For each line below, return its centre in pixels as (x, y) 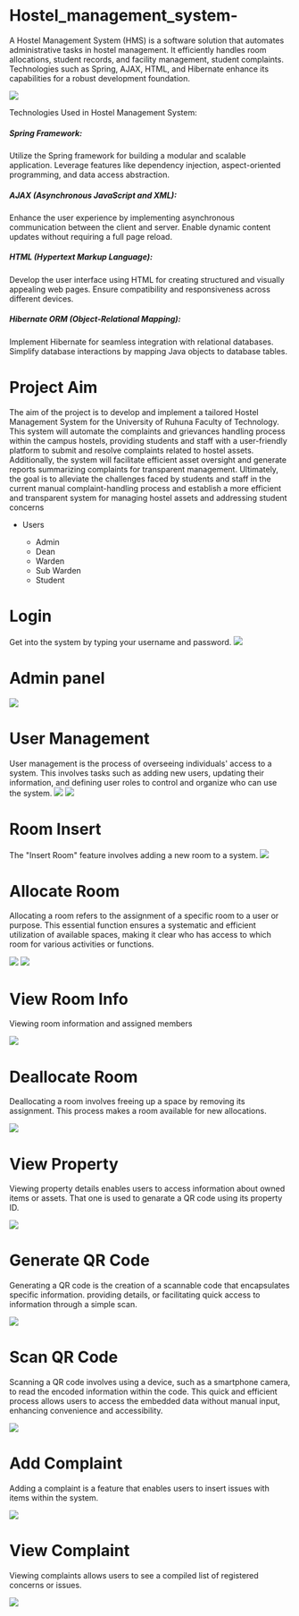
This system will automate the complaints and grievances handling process (147, 431)
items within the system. (54, 1498)
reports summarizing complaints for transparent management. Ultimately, (144, 469)
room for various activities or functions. (82, 944)
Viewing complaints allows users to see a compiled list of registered (134, 1575)
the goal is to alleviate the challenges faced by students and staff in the (140, 479)
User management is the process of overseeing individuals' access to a (141, 763)
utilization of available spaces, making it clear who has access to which (141, 935)
